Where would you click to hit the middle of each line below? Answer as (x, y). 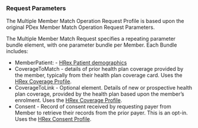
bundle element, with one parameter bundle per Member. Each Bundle (92, 45)
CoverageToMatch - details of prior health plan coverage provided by (99, 69)
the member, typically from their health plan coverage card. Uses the (98, 76)
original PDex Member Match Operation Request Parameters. (80, 27)
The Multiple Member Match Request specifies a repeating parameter (91, 39)
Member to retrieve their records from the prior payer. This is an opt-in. (101, 113)
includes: (17, 51)
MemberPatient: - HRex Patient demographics (71, 63)
